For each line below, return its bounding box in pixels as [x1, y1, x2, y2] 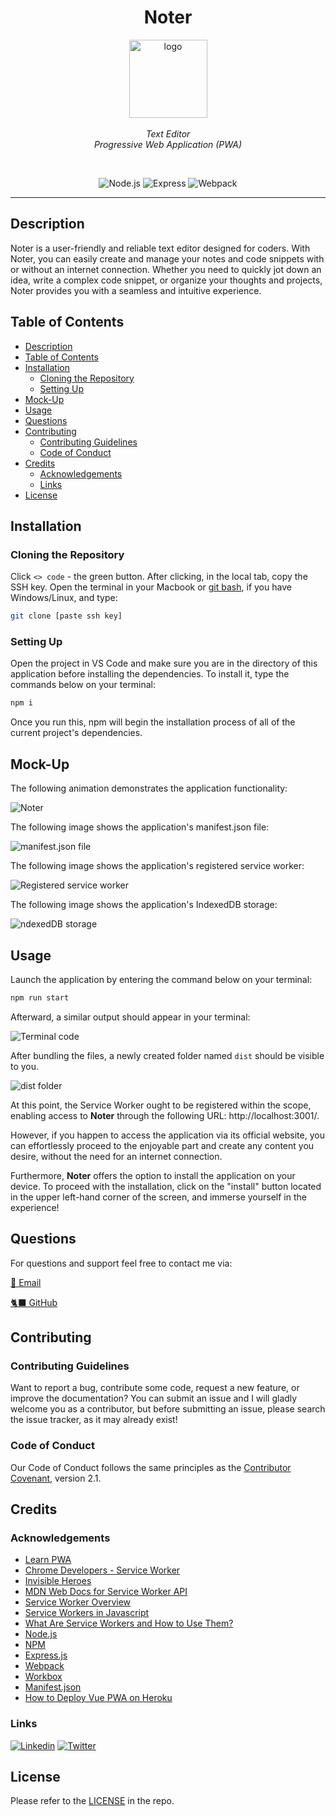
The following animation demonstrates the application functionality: [10, 782, 288, 795]
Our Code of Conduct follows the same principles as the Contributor [10, 1461, 292, 1473]
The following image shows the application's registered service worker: [10, 860, 305, 872]
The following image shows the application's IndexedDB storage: [10, 899, 278, 911]
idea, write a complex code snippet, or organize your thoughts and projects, [10, 274, 323, 286]
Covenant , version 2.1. [10, 1472, 102, 1484]
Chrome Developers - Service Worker [24, 1564, 181, 1576]
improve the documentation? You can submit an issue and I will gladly [10, 1392, 298, 1405]
